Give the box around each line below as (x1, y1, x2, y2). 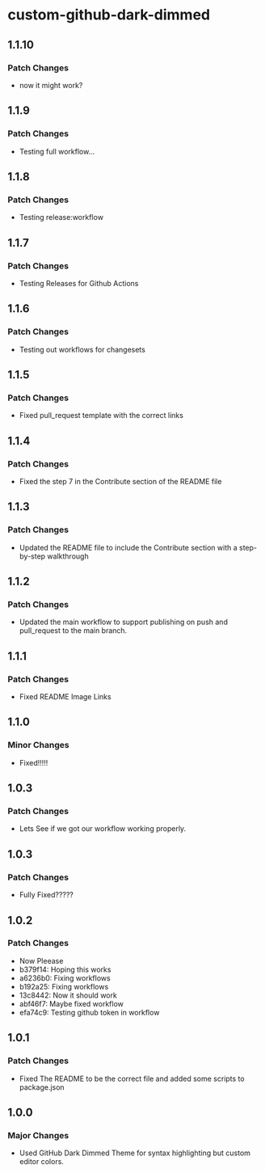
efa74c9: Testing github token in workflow (19, 1007, 160, 1017)
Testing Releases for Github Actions (19, 278, 139, 288)
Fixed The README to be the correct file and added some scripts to (19, 1074, 245, 1083)
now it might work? (19, 80, 83, 90)
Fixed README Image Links (19, 692, 111, 702)
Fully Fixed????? (19, 890, 74, 900)
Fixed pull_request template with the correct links (19, 411, 183, 420)
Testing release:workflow (19, 213, 104, 222)
